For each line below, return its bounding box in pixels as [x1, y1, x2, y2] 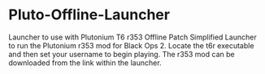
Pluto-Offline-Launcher [8, 6, 171, 24]
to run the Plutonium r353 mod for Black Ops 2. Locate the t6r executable [8, 40, 254, 50]
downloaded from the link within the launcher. [8, 58, 162, 68]
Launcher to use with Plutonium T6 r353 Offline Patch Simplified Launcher [8, 32, 258, 42]
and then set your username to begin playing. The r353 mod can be [8, 49, 235, 59]
